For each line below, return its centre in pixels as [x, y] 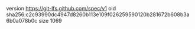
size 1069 [50, 21]
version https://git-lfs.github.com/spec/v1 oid [61, 8]
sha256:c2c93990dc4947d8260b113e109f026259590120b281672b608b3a [98, 14]
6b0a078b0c [22, 21]
